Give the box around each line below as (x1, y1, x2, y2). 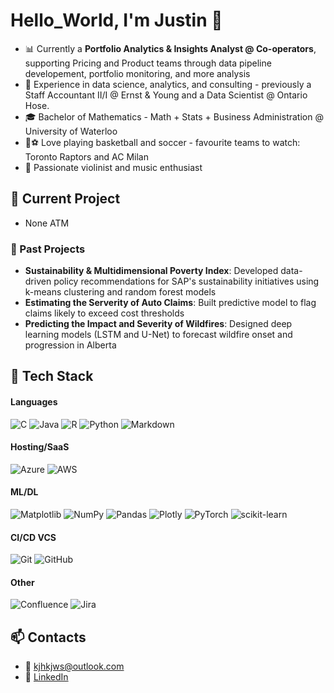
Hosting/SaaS (10, 441, 70, 453)
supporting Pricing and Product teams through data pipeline (24, 57, 272, 69)
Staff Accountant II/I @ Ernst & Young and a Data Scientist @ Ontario (24, 89, 308, 101)
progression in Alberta (24, 339, 117, 351)
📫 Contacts (10, 629, 87, 646)
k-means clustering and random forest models (24, 286, 217, 298)
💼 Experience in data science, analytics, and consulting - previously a (24, 78, 312, 90)
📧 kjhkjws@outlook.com (24, 660, 125, 673)
